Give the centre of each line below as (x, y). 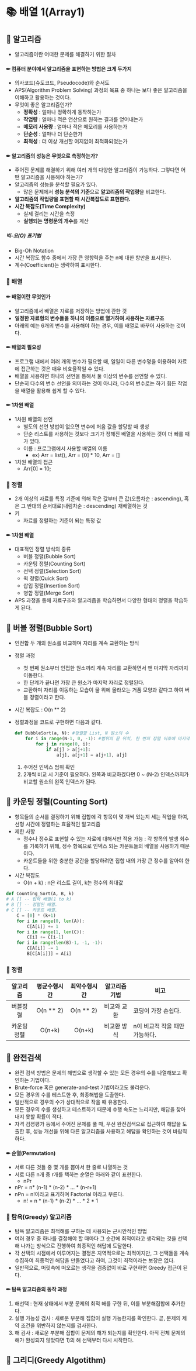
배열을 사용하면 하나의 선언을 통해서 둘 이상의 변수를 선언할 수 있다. (91, 376)
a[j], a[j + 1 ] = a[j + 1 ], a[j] (92, 755)
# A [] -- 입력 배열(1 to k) (39, 899)
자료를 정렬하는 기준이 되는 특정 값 (62, 521)
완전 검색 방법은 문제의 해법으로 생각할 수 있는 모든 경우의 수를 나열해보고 (98, 1073)
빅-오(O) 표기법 (24, 236)
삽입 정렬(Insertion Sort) (52, 586)
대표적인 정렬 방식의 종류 (43, 549)
